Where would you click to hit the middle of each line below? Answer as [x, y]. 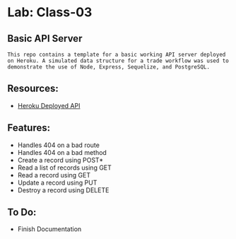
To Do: [22, 212]
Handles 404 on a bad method [62, 152]
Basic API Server [45, 39]
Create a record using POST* [60, 160]
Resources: [33, 89]
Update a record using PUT [57, 182]
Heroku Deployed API [49, 105]
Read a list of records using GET [64, 168]
